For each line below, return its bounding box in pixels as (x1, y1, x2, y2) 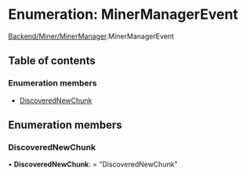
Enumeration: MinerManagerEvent (8, 5, 239, 24)
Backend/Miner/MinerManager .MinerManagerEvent (8, 31, 175, 41)
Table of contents (8, 54, 96, 67)
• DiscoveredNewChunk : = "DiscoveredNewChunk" (8, 159, 178, 170)
